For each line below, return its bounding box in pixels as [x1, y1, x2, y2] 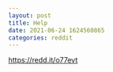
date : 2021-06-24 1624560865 [8, 26, 105, 34]
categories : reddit [8, 33, 73, 42]
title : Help [8, 19, 48, 27]
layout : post [8, 11, 52, 20]
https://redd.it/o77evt [8, 55, 78, 65]
